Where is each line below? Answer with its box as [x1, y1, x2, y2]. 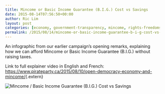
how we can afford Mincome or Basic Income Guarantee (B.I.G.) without [5, 48, 151, 54]
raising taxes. [5, 54, 32, 59]
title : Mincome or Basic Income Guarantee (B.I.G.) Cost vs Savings [5, 7, 148, 12]
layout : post [5, 21, 32, 26]
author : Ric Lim [5, 16, 38, 21]
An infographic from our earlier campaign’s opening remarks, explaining [5, 44, 151, 49]
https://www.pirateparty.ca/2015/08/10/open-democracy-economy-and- [5, 69, 152, 74]
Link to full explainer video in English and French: [5, 63, 105, 69]
